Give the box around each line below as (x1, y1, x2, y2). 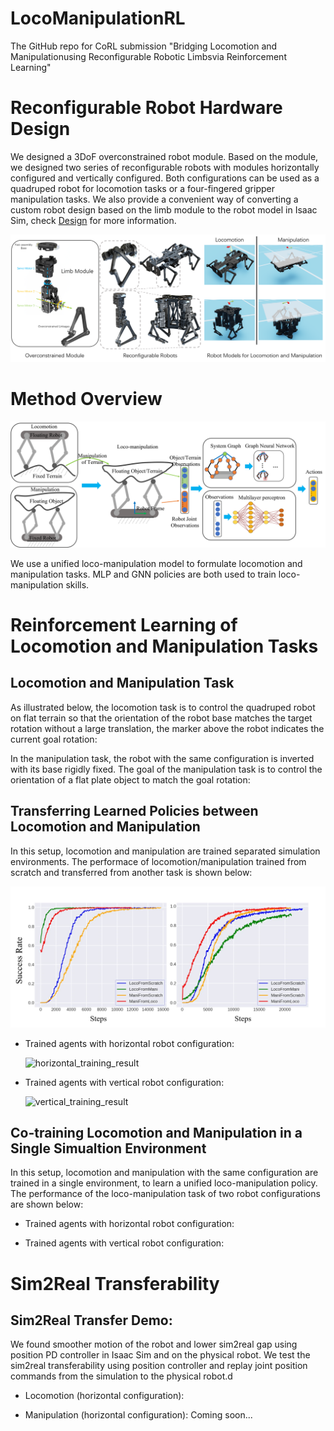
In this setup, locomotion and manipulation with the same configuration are (10, 1167, 319, 1179)
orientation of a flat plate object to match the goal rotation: (10, 773, 251, 786)
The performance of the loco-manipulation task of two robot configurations (10, 1188, 321, 1200)
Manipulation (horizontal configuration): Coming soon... (24, 1409, 253, 1421)
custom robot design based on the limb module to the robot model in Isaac (10, 203, 318, 216)
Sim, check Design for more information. (10, 214, 177, 226)
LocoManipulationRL (10, 7, 186, 30)
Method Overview (10, 388, 163, 411)
